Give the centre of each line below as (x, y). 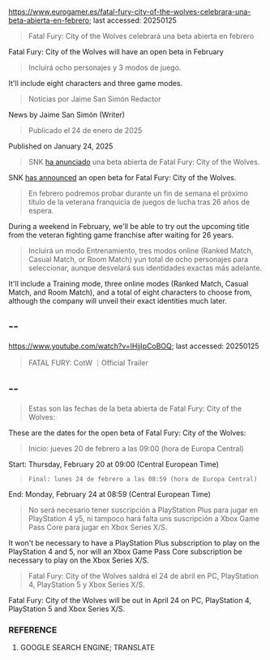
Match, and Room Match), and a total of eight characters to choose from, (131, 292)
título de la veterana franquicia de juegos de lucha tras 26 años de (139, 202)
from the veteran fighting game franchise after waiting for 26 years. (121, 235)
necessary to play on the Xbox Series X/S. (79, 560)
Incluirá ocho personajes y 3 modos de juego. (105, 67)
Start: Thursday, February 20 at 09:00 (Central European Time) (114, 464)
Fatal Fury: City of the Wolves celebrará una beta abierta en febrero (141, 36)
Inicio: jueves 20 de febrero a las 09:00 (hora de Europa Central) (136, 448)
